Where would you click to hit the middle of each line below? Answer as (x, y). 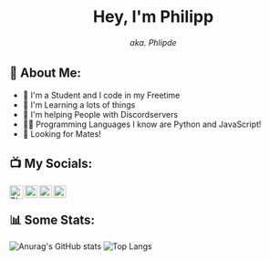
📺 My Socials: (51, 164)
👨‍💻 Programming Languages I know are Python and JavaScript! (142, 124)
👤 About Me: (46, 73)
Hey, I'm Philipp (153, 17)
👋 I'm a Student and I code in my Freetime (101, 95)
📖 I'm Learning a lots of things (79, 104)
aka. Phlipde (153, 42)
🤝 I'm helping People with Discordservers (100, 114)
